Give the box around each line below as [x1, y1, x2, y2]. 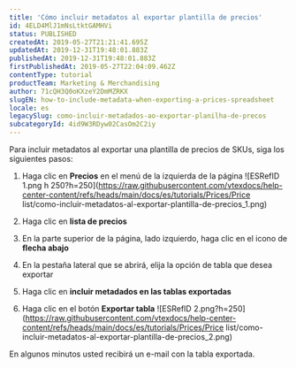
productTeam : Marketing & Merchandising [9, 79, 161, 88]
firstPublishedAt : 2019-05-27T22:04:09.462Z [9, 63, 176, 72]
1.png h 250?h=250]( [21, 180, 99, 190]
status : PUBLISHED [9, 29, 77, 38]
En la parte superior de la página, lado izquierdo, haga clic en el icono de [21, 234, 288, 243]
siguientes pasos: [9, 154, 73, 164]
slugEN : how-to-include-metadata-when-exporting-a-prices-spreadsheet [9, 95, 275, 104]
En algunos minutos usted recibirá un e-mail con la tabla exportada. [9, 349, 255, 359]
